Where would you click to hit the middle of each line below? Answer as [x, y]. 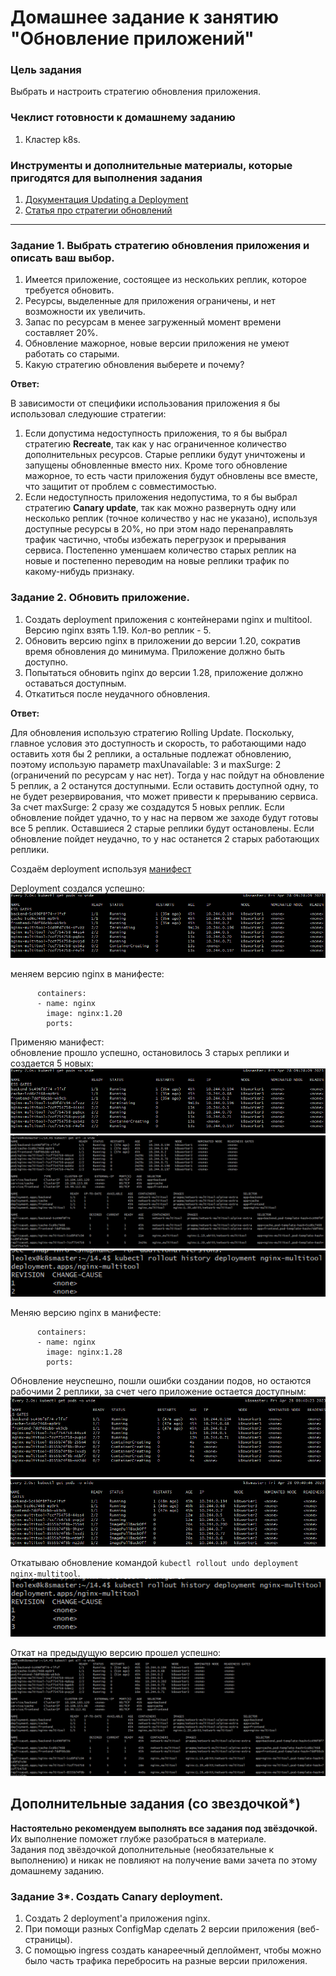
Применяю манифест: [57, 1042]
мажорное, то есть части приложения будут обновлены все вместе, [171, 476]
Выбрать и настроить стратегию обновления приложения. [136, 92]
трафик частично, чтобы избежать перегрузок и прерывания [155, 540]
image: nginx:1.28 [84, 1352]
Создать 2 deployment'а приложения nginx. [117, 1918]
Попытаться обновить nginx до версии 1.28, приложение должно [164, 672]
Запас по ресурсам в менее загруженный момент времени [153, 322]
